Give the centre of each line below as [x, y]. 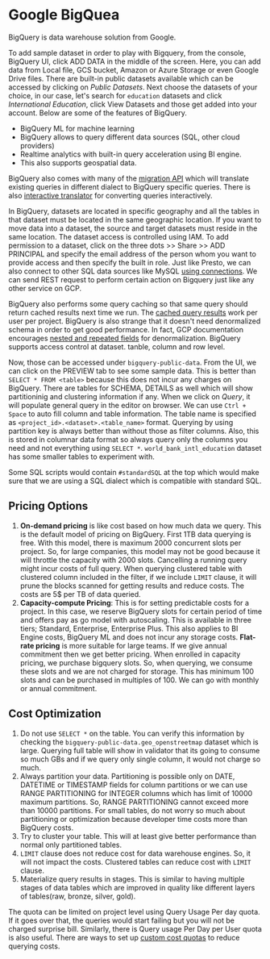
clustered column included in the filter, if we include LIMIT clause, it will [138, 577]
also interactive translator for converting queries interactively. [110, 195]
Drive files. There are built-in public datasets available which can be [121, 78]
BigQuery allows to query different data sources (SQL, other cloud [130, 137]
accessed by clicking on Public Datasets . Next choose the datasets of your [133, 87]
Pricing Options [48, 506]
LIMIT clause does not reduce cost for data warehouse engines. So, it [135, 853]
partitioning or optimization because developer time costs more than [134, 819]
